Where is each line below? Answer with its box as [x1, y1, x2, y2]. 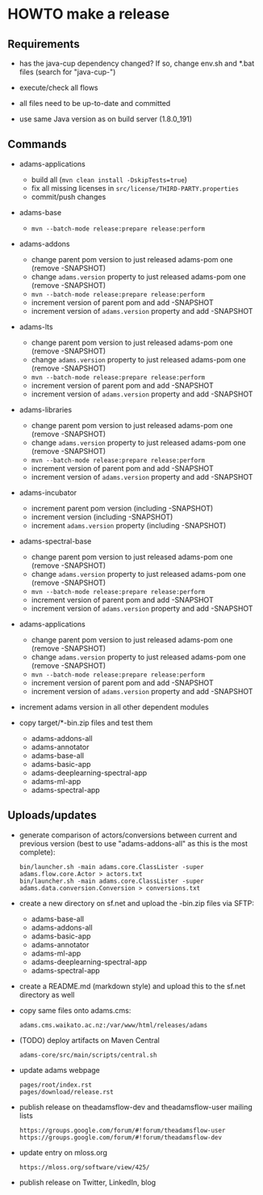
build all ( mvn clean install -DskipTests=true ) [31, 175, 187, 184]
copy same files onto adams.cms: [19, 1005, 131, 1015]
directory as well [19, 989, 75, 999]
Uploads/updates [7, 808, 98, 822]
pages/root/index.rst [19, 1081, 92, 1089]
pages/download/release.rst [19, 1087, 114, 1096]
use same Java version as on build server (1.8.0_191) [19, 114, 193, 124]
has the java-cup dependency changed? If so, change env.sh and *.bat [19, 58, 255, 68]
